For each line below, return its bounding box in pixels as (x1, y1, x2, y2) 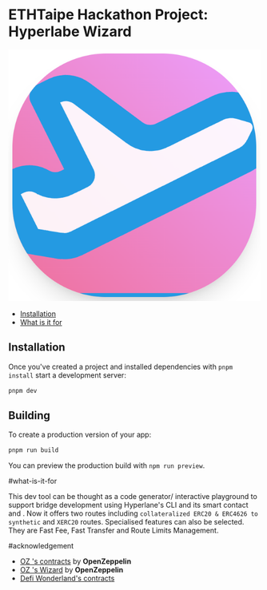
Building (8, 409, 50, 422)
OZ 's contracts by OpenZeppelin (19, 556, 132, 566)
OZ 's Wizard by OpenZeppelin (19, 565, 124, 575)
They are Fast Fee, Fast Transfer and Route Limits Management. (8, 525, 219, 536)
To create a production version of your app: (8, 430, 152, 440)
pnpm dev (8, 386, 38, 394)
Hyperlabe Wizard (8, 22, 132, 41)
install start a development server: (8, 370, 126, 380)
